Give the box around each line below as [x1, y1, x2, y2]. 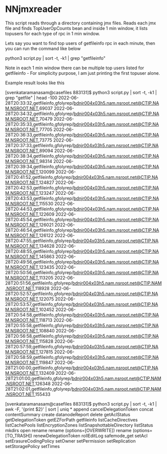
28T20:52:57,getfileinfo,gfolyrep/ [5, 291, 73, 297]
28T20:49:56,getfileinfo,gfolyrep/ [5, 259, 74, 265]
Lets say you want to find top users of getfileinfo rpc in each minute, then [5, 40, 156, 46]
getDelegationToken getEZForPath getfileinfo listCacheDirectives [5, 417, 138, 423]
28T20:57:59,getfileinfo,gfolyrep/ [5, 343, 73, 349]
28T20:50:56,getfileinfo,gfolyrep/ [5, 269, 74, 275]
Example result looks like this [5, 80, 65, 86]
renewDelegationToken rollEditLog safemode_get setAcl [33, 433, 148, 439]
